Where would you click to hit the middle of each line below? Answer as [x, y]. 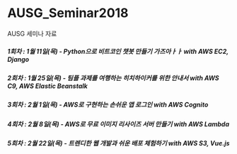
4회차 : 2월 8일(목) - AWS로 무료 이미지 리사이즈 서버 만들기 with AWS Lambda [118, 124]
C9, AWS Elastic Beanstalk [48, 86]
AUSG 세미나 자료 [32, 33]
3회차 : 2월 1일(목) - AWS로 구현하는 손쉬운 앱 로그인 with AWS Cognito [108, 105]
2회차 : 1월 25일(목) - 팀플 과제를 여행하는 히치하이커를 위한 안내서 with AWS [113, 78]
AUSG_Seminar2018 [68, 13]
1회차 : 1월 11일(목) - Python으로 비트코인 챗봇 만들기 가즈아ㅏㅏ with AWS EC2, [118, 51]
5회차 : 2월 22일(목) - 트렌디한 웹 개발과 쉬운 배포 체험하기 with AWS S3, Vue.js [118, 143]
